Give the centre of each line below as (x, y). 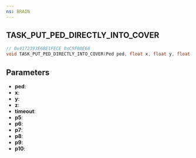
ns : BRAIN (18, 11)
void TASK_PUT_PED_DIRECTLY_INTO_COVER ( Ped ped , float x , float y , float (98, 54)
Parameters (28, 72)
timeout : (25, 111)
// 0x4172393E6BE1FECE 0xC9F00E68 (48, 49)
